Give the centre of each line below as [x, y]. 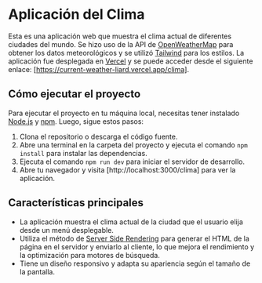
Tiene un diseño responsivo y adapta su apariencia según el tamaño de [135, 263]
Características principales [76, 203]
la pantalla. [37, 271]
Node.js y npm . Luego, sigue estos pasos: [76, 121]
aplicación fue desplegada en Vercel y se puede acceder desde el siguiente [131, 61]
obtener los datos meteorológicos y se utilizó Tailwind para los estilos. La [126, 53]
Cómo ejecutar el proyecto [75, 94]
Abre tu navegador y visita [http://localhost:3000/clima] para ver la [127, 169]
